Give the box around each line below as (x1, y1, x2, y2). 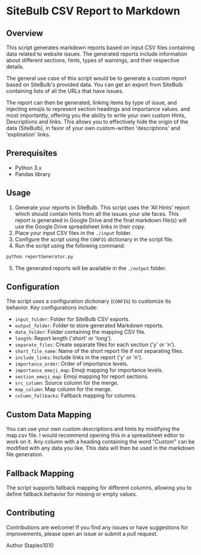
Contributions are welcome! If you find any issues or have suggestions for (6, 523, 188, 531)
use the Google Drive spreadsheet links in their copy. (14, 223, 145, 230)
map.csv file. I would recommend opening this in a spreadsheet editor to (6, 432, 185, 439)
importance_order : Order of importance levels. (14, 360, 129, 367)
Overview (6, 28, 44, 38)
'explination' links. (6, 131, 51, 138)
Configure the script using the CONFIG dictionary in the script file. (14, 236, 173, 243)
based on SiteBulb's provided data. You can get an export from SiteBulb (6, 81, 184, 88)
